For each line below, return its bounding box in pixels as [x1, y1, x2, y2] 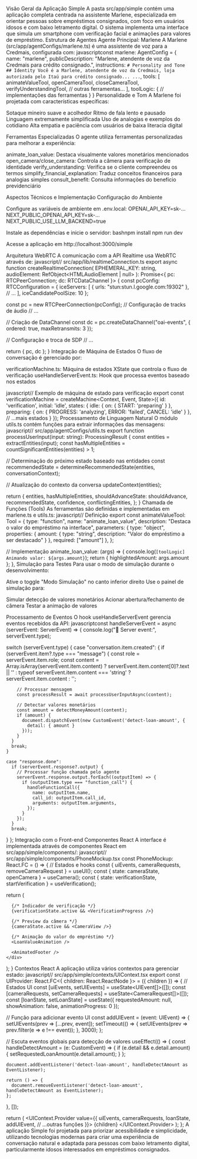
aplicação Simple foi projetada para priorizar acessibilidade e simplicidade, [6, 1127, 188, 1134]
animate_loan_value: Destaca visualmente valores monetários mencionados [6, 151, 189, 158]
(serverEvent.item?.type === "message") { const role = [6, 650, 140, 657]
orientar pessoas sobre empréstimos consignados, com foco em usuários [6, 18, 185, 24]
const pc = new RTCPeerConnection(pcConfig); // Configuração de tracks [6, 301, 186, 308]
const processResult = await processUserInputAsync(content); [16, 692, 172, 698]
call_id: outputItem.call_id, [32, 795, 107, 801]
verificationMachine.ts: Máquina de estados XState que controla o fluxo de [6, 366, 187, 372]
